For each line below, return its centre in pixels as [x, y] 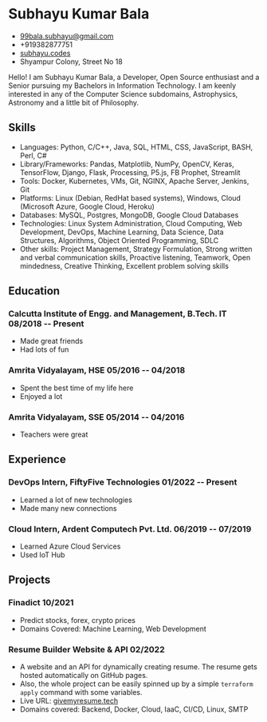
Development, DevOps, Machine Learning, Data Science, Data [122, 232]
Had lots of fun [44, 349]
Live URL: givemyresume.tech [69, 701]
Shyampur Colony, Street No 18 [71, 62]
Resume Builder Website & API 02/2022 [86, 649]
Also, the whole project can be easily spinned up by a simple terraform [136, 684]
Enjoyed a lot [41, 396]
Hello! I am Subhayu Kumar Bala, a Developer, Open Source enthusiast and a [134, 77]
